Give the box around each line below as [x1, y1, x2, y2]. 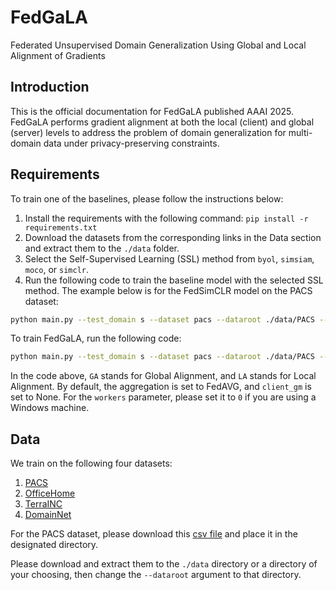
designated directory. [10, 539, 99, 551]
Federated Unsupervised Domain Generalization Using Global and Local [10, 39, 307, 51]
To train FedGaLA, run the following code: [10, 332, 182, 345]
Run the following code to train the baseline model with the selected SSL [24, 274, 324, 286]
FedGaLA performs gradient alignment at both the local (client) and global [10, 116, 315, 128]
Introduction [10, 79, 90, 96]
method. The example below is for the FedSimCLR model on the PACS [24, 284, 313, 296]
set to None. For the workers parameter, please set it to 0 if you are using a [10, 391, 317, 403]
